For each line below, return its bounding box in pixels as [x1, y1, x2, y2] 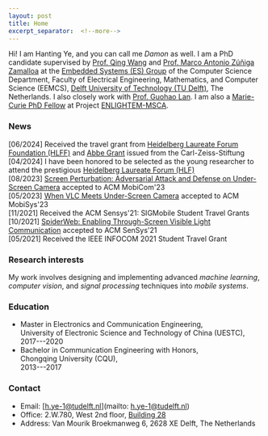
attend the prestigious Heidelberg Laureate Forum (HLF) [8, 165, 195, 175]
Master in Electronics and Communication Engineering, [19, 320, 203, 329]
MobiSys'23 [8, 199, 48, 209]
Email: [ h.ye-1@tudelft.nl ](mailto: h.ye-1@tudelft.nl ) [19, 401, 190, 411]
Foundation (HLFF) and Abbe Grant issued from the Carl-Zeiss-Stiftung [8, 147, 245, 158]
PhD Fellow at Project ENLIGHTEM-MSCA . [27, 100, 170, 110]
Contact [8, 383, 41, 394]
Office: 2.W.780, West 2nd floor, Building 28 [19, 409, 166, 419]
